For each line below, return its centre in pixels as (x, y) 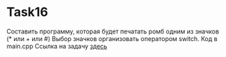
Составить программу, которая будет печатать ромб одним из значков (113, 31)
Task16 (27, 12)
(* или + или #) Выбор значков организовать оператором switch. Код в (112, 38)
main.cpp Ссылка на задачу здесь (57, 46)
